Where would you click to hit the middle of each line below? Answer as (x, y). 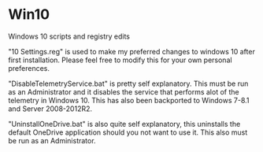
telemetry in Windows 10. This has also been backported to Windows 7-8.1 (129, 100)
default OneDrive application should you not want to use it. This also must (128, 132)
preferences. (29, 68)
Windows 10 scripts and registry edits (69, 36)
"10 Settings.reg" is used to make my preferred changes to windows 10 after (132, 51)
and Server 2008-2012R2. (50, 109)
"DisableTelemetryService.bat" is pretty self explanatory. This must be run (128, 83)
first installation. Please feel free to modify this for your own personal (120, 60)
